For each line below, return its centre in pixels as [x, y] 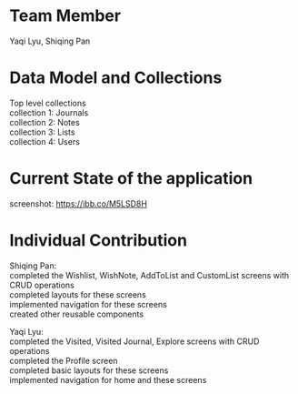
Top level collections [48, 103]
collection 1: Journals [49, 112]
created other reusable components [76, 314]
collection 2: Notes [45, 122]
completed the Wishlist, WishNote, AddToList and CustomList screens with [149, 275]
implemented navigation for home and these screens [108, 379]
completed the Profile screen [64, 360]
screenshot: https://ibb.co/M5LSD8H [79, 203]
